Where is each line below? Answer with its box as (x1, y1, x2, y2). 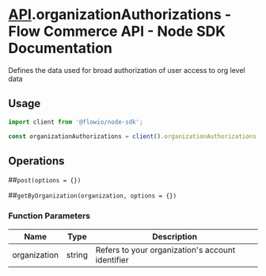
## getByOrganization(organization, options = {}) (8, 190, 177, 200)
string (66, 249, 89, 260)
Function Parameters (8, 210, 91, 221)
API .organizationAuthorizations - (8, 6, 232, 24)
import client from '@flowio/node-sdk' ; (8, 117, 144, 126)
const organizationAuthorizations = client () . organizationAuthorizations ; (8, 132, 260, 140)
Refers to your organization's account (95, 244, 236, 255)
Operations (8, 154, 65, 167)
